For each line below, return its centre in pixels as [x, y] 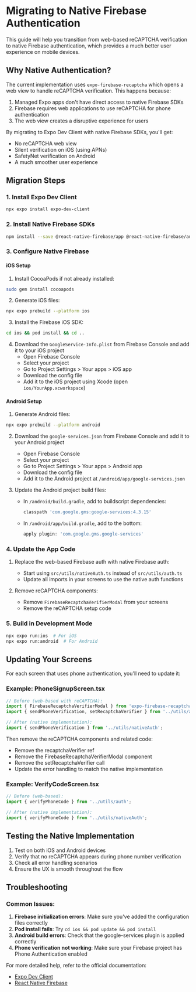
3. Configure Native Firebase [48, 251]
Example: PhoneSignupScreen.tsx [55, 688]
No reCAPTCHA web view [45, 143]
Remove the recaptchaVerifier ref [54, 750]
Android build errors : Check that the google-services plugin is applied [99, 935]
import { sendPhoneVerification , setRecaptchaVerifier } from [83, 712]
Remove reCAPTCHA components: [56, 591]
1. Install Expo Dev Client [41, 197]
